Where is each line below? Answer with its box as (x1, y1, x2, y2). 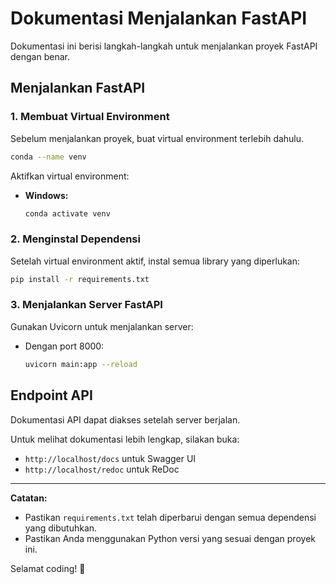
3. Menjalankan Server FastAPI (10, 298, 163, 312)
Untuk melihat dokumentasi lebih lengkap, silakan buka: (10, 433, 240, 445)
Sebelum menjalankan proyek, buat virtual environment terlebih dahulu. (10, 132, 305, 144)
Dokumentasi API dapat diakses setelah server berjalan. (10, 413, 241, 426)
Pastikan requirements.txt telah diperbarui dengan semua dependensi (24, 511, 317, 523)
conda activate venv (24, 208, 111, 219)
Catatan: (10, 492, 48, 504)
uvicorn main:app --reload (24, 359, 138, 369)
